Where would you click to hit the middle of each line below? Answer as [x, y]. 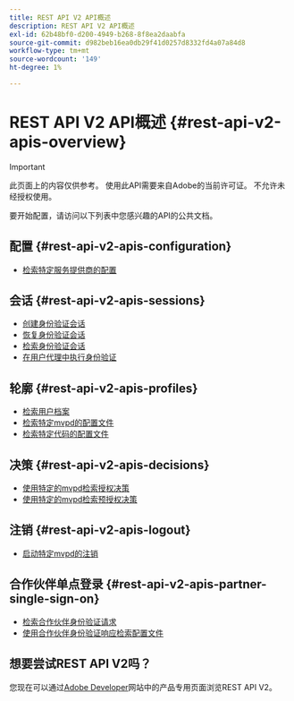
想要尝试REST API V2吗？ [80, 664]
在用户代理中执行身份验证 [69, 357]
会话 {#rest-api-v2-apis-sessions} [107, 301]
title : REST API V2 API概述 [60, 17]
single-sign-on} [55, 599]
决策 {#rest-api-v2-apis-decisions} [109, 465]
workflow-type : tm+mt [50, 51]
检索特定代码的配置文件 [65, 434]
